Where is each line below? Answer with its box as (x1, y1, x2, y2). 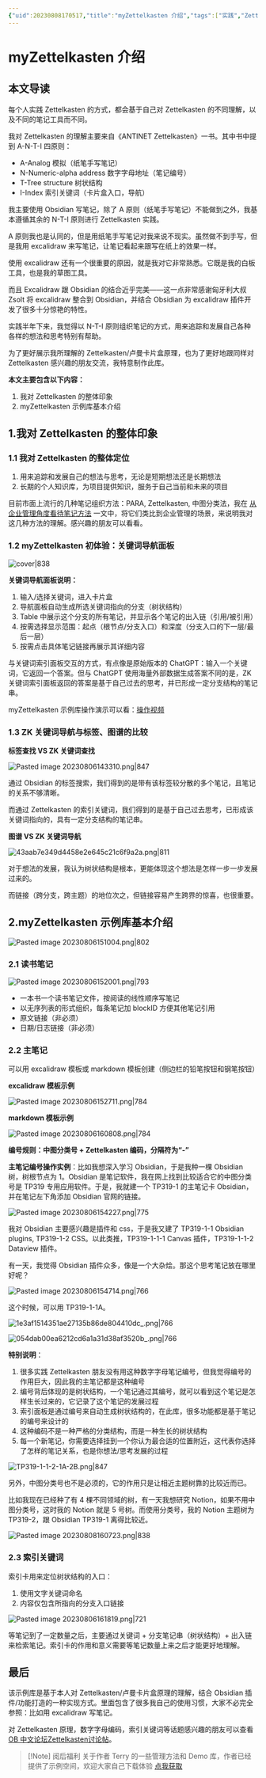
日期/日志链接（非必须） (19, 1023, 99, 1033)
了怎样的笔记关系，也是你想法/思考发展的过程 (19, 1446, 169, 1456)
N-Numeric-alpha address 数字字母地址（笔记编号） (19, 168, 192, 177)
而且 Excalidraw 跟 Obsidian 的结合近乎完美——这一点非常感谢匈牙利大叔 (8, 284, 247, 294)
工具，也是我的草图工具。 (8, 268, 92, 277)
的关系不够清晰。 (8, 788, 64, 797)
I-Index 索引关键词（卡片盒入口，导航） (19, 188, 150, 197)
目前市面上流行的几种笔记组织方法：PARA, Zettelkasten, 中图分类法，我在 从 (8, 499, 257, 508)
